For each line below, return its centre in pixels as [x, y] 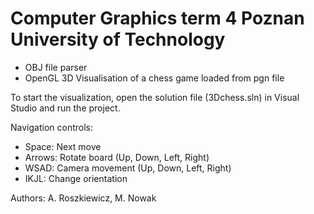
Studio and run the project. [65, 108]
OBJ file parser [56, 67]
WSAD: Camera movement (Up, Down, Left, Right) [128, 168]
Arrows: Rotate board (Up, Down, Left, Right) [117, 157]
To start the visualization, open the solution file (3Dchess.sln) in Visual [155, 97]
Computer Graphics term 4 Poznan [157, 18]
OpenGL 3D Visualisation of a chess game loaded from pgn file [154, 78]
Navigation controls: [51, 127]
